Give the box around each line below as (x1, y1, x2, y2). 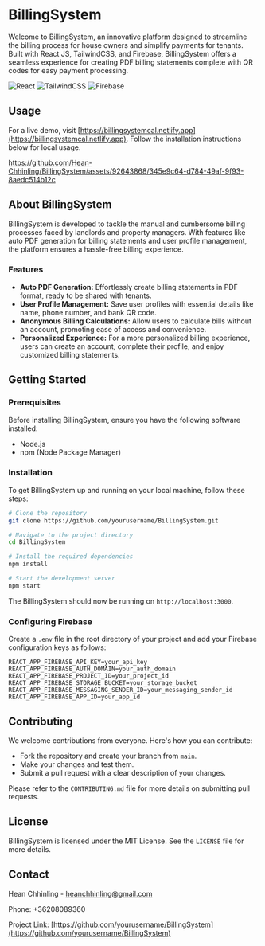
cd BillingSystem (8, 538, 66, 546)
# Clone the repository (8, 509, 88, 517)
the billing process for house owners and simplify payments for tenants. (8, 40, 244, 49)
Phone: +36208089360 (8, 904, 86, 913)
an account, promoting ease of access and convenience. (19, 324, 207, 334)
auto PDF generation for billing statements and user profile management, (8, 236, 247, 245)
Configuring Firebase (8, 616, 93, 627)
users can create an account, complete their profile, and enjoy (19, 341, 224, 351)
